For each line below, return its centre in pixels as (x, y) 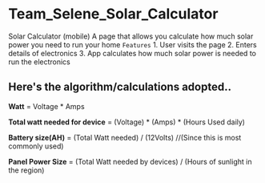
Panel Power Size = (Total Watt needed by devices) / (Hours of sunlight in (130, 161)
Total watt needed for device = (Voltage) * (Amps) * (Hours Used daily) (127, 122)
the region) (26, 170)
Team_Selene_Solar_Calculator (113, 14)
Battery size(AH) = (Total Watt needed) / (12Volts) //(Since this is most (125, 137)
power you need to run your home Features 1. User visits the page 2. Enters (133, 44)
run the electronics (39, 62)
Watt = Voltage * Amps (47, 106)
